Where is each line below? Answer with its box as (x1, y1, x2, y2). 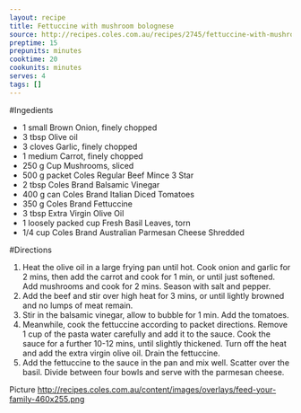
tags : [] (9, 80, 42, 89)
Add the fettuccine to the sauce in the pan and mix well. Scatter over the (21, 356, 289, 368)
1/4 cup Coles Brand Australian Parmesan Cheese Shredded (21, 226, 245, 238)
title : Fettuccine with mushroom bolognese (9, 22, 175, 31)
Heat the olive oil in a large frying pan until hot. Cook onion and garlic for (21, 261, 291, 272)
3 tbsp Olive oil (21, 131, 78, 142)
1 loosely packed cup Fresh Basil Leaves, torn (21, 217, 191, 228)
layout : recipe (9, 13, 66, 22)
